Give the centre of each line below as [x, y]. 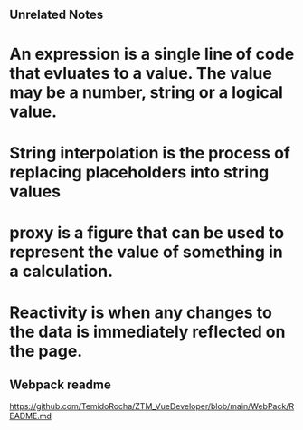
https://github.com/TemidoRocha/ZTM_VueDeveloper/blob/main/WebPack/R [152, 406]
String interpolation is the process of [150, 153]
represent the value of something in [146, 252]
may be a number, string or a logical [146, 92]
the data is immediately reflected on [147, 332]
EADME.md [31, 416]
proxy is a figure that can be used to [147, 232]
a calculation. [62, 271]
